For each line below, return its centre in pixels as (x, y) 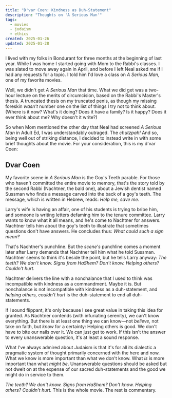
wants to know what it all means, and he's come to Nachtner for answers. (83, 220)
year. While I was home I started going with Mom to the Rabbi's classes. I (83, 63)
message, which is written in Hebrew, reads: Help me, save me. (72, 199)
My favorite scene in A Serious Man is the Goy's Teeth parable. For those (83, 177)
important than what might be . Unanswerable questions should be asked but (86, 364)
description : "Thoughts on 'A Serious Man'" (54, 15)
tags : (11, 20)
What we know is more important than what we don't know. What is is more (85, 358)
